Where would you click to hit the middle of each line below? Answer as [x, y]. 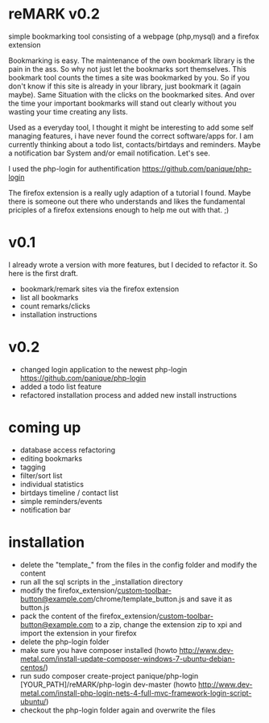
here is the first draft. [43, 273]
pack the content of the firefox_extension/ [89, 616]
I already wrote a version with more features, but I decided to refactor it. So [133, 264]
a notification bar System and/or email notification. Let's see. [110, 153]
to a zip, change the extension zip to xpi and [169, 624]
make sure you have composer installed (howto [99, 650]
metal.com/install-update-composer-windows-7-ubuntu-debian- [127, 659]
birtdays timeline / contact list [69, 493]
